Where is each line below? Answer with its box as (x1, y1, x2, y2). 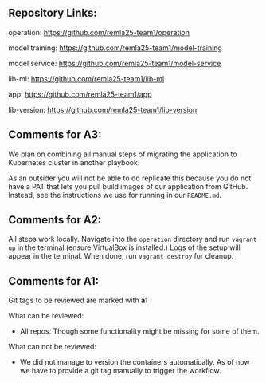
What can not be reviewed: (8, 342, 97, 352)
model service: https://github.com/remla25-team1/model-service (8, 58, 221, 68)
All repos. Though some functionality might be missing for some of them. (19, 326, 260, 336)
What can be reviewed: (8, 311, 84, 321)
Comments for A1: (8, 274, 100, 288)
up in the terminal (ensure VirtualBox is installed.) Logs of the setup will (8, 243, 241, 252)
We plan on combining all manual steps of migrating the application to (8, 149, 237, 159)
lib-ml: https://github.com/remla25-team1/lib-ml (8, 73, 165, 83)
